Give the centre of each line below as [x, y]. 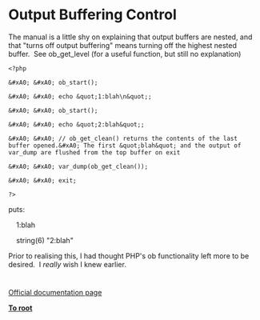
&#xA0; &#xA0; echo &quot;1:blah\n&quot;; [80, 96]
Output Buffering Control [93, 15]
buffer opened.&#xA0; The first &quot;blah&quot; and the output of [125, 146]
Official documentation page [55, 293]
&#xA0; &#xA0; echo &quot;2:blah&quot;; [77, 124]
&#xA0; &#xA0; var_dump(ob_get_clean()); [78, 166]
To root [20, 308]
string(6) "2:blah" [44, 240]
